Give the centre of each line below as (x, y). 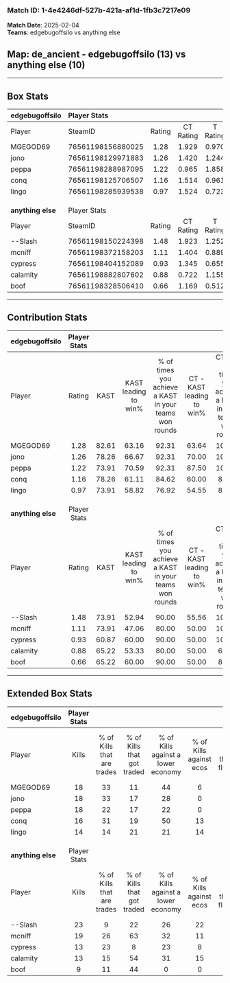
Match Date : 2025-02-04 (43, 25)
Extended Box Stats (50, 693)
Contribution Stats (47, 318)
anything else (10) (46, 65)
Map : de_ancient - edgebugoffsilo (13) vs (97, 54)
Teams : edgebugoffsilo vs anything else (64, 32)
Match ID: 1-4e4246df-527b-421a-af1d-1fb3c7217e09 (99, 10)
